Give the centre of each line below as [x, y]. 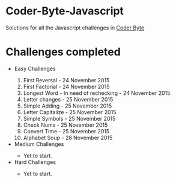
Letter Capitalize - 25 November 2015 [70, 112]
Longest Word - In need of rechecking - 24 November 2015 [97, 93]
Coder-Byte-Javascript [65, 11]
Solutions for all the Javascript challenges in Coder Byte [75, 28]
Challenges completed [63, 52]
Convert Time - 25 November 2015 [66, 131]
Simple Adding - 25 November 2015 [68, 106]
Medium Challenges [39, 144]
